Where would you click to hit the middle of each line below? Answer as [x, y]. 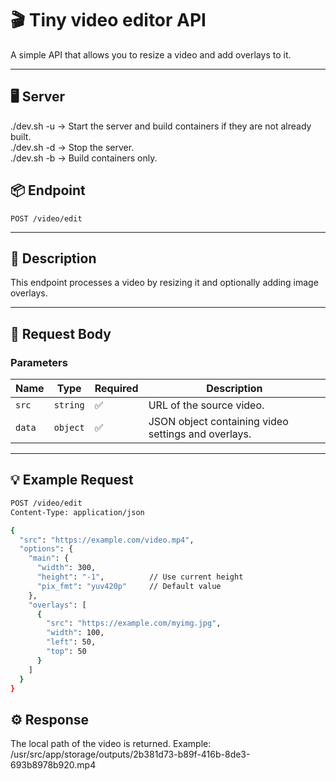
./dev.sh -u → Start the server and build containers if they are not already [161, 126]
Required [116, 389]
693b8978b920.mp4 [53, 765]
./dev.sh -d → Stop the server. [72, 147]
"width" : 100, [75, 633]
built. [21, 136]
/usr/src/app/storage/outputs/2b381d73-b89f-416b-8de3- [130, 754]
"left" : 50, [71, 642]
